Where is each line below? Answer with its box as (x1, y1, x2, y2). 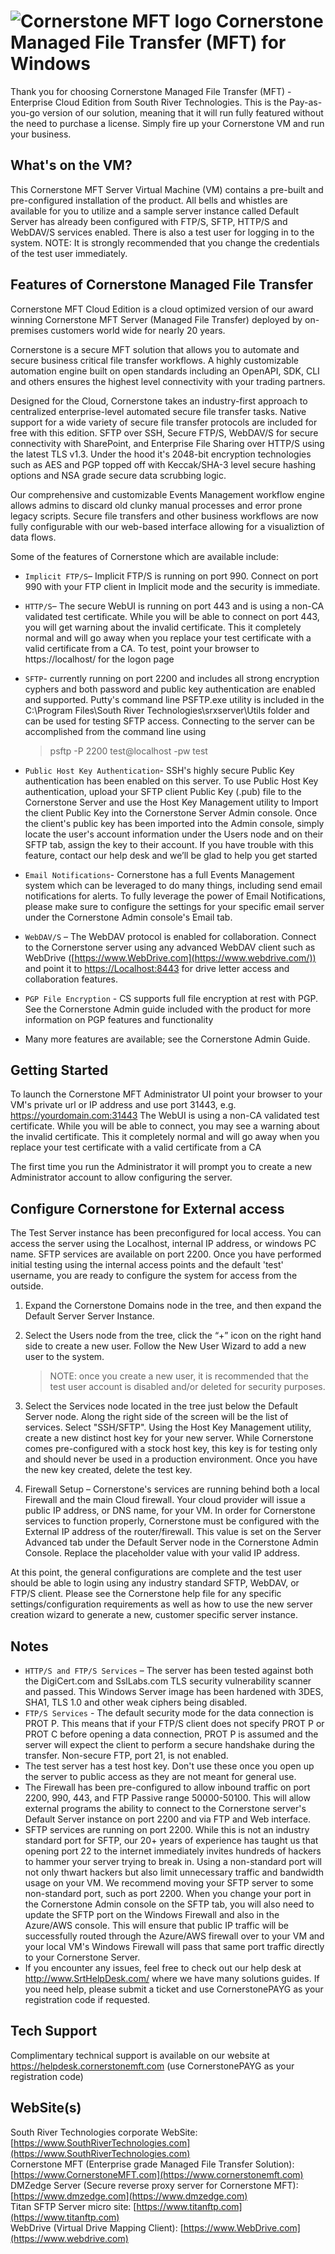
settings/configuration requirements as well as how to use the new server (10, 1598, 313, 1610)
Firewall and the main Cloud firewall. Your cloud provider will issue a (24, 1494, 306, 1506)
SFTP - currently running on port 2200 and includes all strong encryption (24, 672, 320, 684)
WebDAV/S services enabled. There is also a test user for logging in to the (10, 226, 315, 238)
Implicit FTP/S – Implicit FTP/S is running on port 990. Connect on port (24, 570, 319, 582)
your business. (10, 128, 72, 140)
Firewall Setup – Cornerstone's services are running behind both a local (24, 1483, 320, 1495)
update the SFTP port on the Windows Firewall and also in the (24, 1909, 280, 1920)
